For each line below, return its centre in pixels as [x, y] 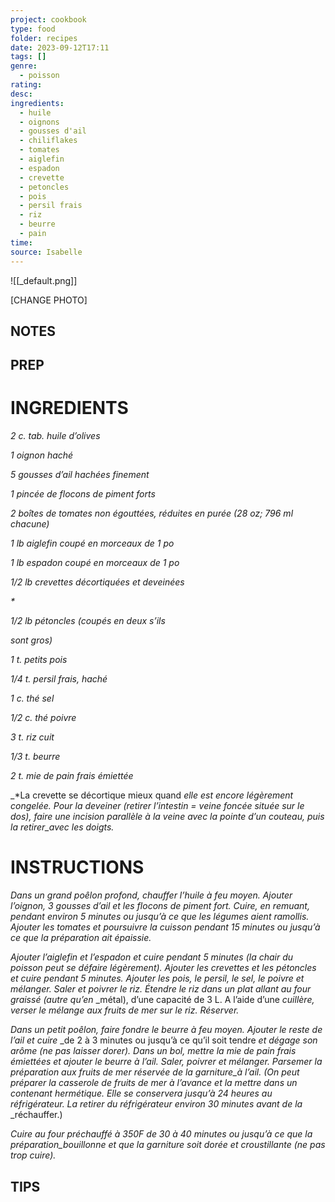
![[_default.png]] [44, 280]
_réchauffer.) [36, 1115]
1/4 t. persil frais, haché [59, 679]
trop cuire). [33, 1155]
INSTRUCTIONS [77, 867]
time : [21, 242]
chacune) [30, 524]
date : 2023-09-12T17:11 [60, 47]
